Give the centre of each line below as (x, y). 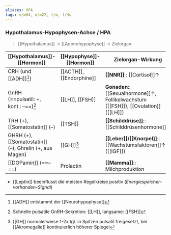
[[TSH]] (69, 124)
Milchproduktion (125, 169)
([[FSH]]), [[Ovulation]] (133, 106)
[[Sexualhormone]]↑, (131, 93)
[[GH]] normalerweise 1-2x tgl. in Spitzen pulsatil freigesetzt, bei (80, 222)
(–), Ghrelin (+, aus (30, 148)
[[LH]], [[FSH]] (78, 100)
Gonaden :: (118, 87)
